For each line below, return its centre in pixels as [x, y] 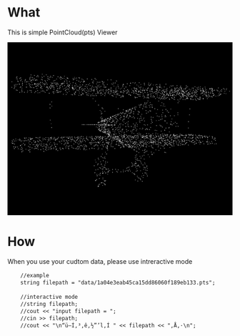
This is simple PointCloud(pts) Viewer [62, 32]
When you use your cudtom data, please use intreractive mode [100, 262]
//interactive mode [49, 297]
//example [35, 276]
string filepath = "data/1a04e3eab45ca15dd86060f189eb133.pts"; [118, 283]
